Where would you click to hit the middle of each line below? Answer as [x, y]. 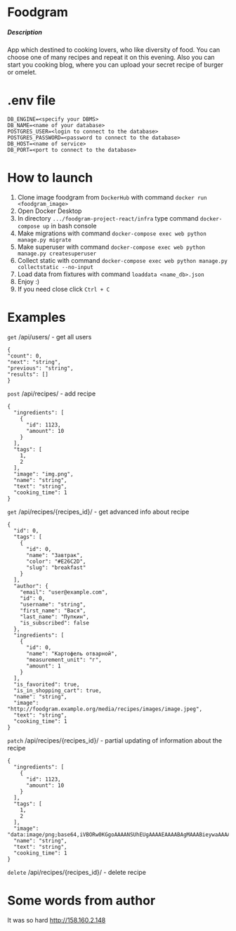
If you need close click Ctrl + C [64, 289]
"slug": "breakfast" [56, 567]
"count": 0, [25, 356]
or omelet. [22, 72]
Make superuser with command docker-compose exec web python [111, 247]
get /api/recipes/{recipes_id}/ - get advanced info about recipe [98, 512]
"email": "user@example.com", [64, 592]
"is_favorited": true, [47, 684]
